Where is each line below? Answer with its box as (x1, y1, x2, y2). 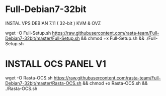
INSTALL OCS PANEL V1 (5, 58, 107, 70)
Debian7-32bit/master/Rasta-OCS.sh (5, 80, 82, 86)
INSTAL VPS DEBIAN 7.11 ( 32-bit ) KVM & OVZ (5, 20, 101, 26)
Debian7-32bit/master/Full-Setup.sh (5, 35, 80, 41)
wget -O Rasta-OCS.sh (5, 74, 53, 81)
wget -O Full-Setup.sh (5, 30, 51, 36)
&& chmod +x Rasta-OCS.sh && (82, 80, 148, 86)
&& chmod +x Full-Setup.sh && (80, 35, 145, 41)
